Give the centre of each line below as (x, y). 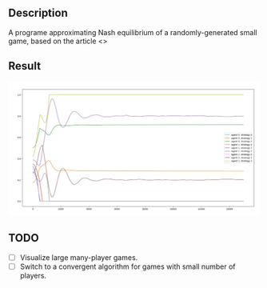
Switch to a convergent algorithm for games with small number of (128, 266)
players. (33, 275)
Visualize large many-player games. (79, 257)
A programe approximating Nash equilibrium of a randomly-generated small (133, 32)
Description (38, 13)
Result (25, 66)
